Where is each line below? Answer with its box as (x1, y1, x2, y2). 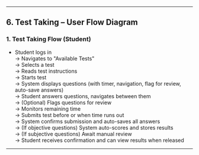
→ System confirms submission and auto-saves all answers (14, 118, 161, 125)
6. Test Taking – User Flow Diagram (6, 17, 138, 27)
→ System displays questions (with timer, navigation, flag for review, (14, 80, 182, 87)
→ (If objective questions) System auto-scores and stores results (14, 124, 174, 131)
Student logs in (14, 49, 52, 56)
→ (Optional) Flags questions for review (14, 99, 112, 106)
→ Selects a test (14, 61, 54, 68)
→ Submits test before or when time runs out (14, 111, 124, 118)
